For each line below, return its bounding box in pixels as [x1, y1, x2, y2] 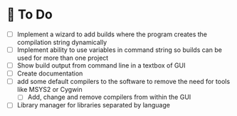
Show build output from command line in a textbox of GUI [16, 61, 186, 70]
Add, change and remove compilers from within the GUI [27, 93, 191, 102]
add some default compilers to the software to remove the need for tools [16, 78, 231, 86]
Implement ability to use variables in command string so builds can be [16, 46, 222, 54]
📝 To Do [6, 6, 53, 23]
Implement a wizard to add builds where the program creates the [16, 30, 208, 38]
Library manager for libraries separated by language [16, 101, 170, 110]
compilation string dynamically [16, 38, 107, 46]
